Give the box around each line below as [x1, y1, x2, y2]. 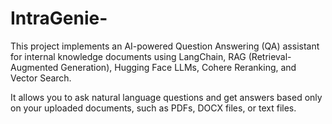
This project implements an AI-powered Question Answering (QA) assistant [10, 40, 320, 52]
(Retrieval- [248, 50, 292, 62]
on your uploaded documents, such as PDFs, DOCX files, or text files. [10, 102, 297, 114]
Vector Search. [10, 72, 72, 84]
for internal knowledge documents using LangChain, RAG [10, 50, 247, 62]
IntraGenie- [10, 7, 108, 30]
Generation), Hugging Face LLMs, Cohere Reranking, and [60, 61, 297, 73]
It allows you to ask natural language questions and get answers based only [10, 91, 323, 103]
